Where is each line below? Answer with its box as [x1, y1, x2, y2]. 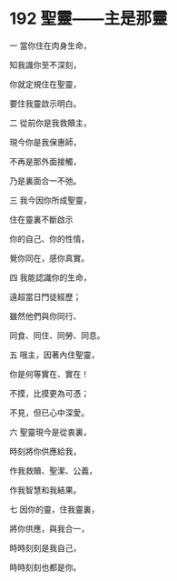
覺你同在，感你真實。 [9, 252, 89, 264]
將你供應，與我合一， [9, 523, 89, 534]
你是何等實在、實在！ [9, 368, 89, 379]
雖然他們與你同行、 [9, 310, 82, 321]
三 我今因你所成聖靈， [9, 195, 92, 205]
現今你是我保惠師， [9, 136, 82, 147]
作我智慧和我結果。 [9, 484, 82, 496]
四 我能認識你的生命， [9, 272, 92, 283]
